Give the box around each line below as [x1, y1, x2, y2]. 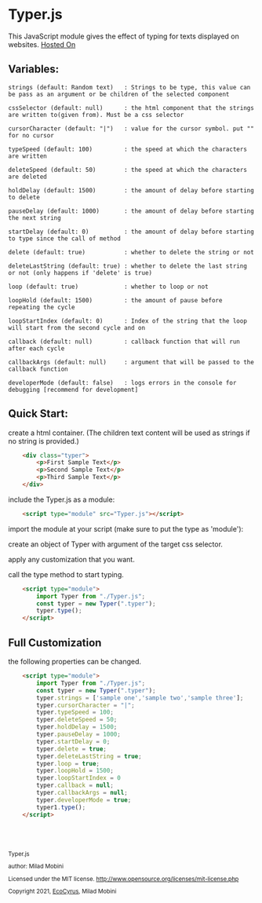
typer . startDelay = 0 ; [36, 737, 111, 745]
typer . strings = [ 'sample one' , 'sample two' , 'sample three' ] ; [36, 693, 244, 702]
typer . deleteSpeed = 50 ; [36, 716, 118, 724]
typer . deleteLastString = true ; [36, 752, 143, 760]
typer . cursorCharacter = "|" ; [36, 701, 135, 709]
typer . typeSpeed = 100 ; [36, 708, 114, 716]
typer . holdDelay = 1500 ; [36, 723, 118, 731]
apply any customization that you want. [8, 554, 135, 564]
